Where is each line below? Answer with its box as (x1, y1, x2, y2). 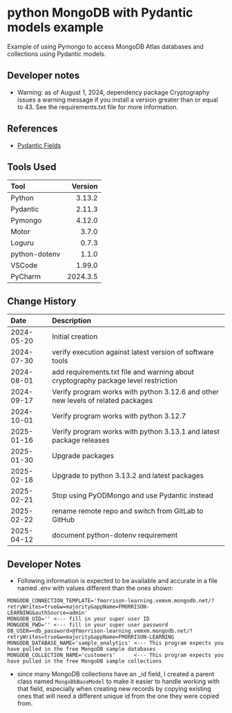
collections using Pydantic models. (7, 50, 106, 58)
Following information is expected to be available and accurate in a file (17, 577, 217, 584)
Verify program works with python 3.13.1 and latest (51, 427, 220, 437)
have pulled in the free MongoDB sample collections (7, 658, 162, 665)
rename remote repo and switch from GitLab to (51, 506, 204, 516)
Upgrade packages (51, 451, 115, 461)
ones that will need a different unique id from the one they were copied (17, 692, 220, 700)
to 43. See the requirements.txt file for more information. (17, 102, 178, 111)
